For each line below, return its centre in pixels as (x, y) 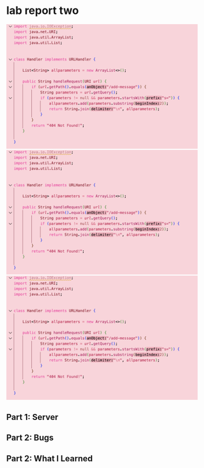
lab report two (42, 11)
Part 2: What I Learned (49, 459)
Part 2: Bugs (30, 438)
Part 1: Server (32, 417)
